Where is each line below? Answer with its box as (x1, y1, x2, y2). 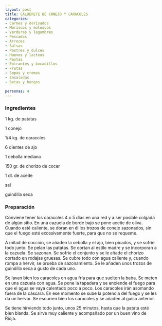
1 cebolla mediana (5, 153, 41, 159)
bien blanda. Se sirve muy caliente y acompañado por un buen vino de (5, 310, 147, 316)
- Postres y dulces (5, 48, 45, 53)
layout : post (5, 7, 32, 12)
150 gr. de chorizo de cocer (5, 163, 60, 169)
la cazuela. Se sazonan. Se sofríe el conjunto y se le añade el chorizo (5, 249, 144, 256)
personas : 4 (5, 89, 29, 94)
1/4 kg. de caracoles (5, 134, 46, 140)
